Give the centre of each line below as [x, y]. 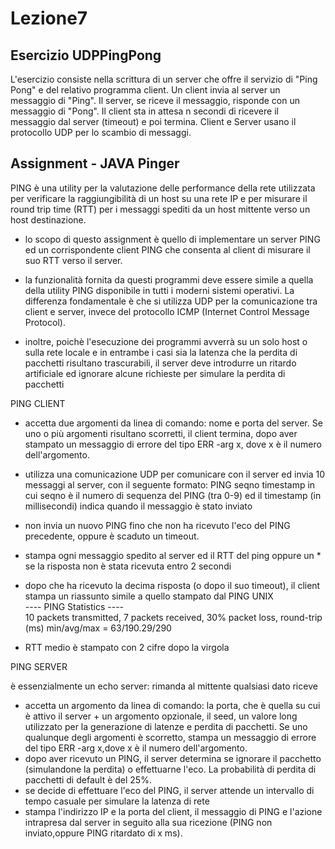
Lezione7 [49, 18]
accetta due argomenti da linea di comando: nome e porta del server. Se [173, 423]
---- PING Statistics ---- [74, 606]
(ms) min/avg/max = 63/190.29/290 [98, 628]
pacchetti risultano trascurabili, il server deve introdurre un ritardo [160, 363]
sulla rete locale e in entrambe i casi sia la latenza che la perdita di [161, 352]
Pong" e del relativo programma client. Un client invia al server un [145, 90]
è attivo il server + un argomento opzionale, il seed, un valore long [161, 716]
